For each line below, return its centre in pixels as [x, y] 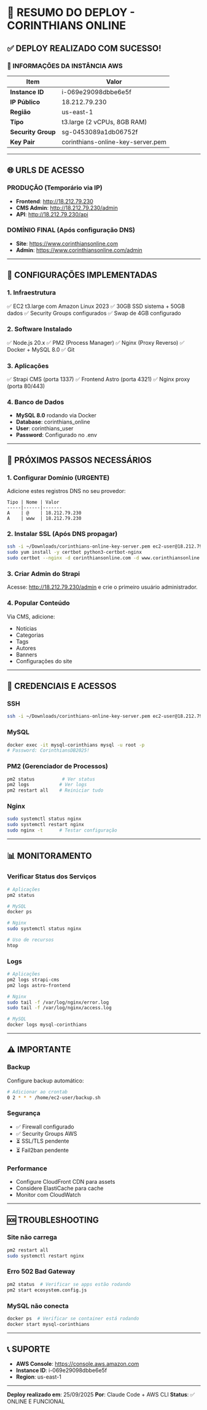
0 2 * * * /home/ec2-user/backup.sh [54, 1097]
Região [21, 112]
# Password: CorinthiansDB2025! [48, 750]
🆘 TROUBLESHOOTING [53, 1220]
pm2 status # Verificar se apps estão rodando [69, 1284]
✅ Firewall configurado [45, 1127]
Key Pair [23, 142]
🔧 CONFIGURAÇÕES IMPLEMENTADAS [82, 275]
